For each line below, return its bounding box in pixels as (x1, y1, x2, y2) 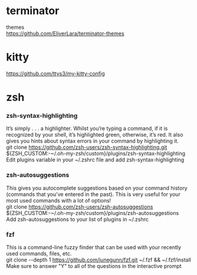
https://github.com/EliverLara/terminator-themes (6, 29, 125, 37)
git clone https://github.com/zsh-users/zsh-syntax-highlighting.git (6, 144, 168, 151)
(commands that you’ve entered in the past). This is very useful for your (6, 190, 181, 198)
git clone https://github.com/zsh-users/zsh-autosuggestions (6, 203, 153, 210)
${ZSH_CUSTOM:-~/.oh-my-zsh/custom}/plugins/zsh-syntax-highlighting (6, 150, 186, 157)
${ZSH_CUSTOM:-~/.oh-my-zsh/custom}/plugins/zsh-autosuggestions (6, 209, 179, 216)
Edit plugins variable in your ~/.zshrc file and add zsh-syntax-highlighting (6, 156, 185, 163)
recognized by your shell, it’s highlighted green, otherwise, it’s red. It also (6, 131, 183, 138)
